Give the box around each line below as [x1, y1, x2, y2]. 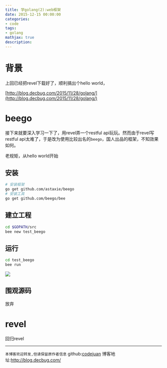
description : [5, 40, 32, 45]
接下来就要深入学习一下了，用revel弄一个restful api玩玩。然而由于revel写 [5, 130, 155, 136]
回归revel [5, 335, 24, 341]
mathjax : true [5, 35, 35, 40]
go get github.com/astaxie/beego [5, 187, 75, 192]
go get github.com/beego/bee [5, 196, 66, 201]
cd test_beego [5, 258, 35, 263]
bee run [5, 262, 21, 268]
